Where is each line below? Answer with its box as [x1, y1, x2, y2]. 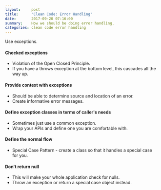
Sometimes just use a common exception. [12, 120, 97, 126]
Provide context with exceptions [5, 82, 72, 88]
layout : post [5, 7, 40, 12]
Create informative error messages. [12, 98, 84, 104]
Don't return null [5, 164, 39, 170]
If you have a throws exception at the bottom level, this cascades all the [12, 66, 156, 72]
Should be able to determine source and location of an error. [12, 93, 134, 99]
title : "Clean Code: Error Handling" [5, 12, 93, 17]
